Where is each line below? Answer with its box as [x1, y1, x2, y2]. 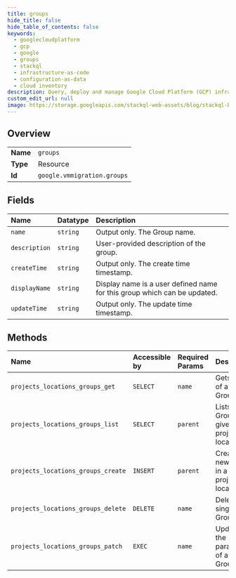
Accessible [132, 353, 171, 362]
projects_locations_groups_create [11, 467, 126, 475]
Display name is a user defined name [96, 279, 218, 289]
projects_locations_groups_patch [11, 542, 123, 551]
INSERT [132, 467, 155, 475]
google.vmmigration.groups [37, 171, 129, 179]
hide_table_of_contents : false [7, 23, 99, 30]
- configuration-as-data [13, 75, 86, 83]
